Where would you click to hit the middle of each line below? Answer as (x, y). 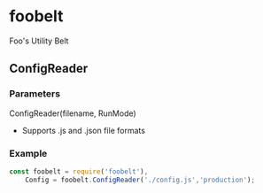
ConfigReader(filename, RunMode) (73, 113)
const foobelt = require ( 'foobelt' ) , (79, 171)
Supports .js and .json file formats (84, 130)
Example (28, 153)
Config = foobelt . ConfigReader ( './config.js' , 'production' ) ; (140, 180)
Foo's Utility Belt (39, 41)
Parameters (35, 94)
